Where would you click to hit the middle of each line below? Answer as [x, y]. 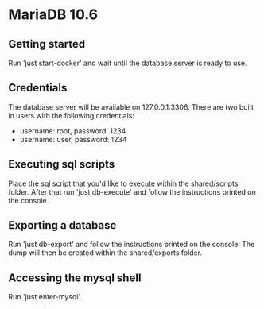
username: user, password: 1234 [73, 139]
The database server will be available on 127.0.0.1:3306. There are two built [131, 107]
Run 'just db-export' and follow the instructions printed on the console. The [132, 245]
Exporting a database [62, 225]
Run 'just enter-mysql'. [45, 297]
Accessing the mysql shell [75, 278]
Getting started [47, 44]
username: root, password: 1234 [73, 131]
